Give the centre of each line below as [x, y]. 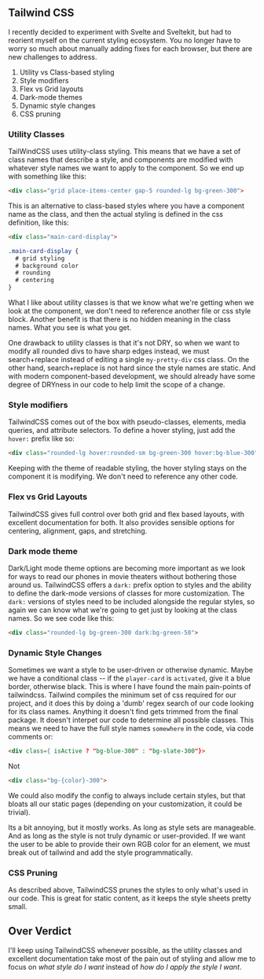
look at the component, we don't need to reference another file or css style [130, 311]
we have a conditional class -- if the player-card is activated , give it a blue [130, 678]
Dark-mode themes [51, 97]
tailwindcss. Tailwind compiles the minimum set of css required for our [123, 695]
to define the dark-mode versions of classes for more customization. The [126, 593]
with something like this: [47, 177]
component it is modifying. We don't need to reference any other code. [123, 477]
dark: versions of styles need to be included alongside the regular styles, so [132, 601]
